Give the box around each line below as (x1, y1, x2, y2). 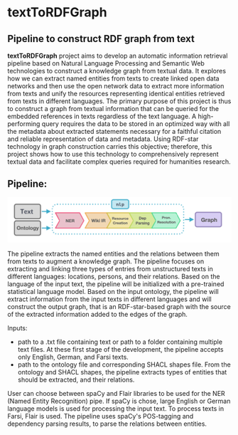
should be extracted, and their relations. (17, 375, 135, 384)
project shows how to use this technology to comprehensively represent (7, 150, 219, 158)
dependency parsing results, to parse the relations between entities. (7, 419, 207, 428)
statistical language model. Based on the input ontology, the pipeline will (7, 287, 219, 295)
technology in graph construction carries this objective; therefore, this (7, 142, 212, 150)
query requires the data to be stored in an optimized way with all (41, 120, 230, 128)
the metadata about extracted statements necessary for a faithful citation (7, 127, 222, 135)
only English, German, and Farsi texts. (17, 352, 129, 361)
